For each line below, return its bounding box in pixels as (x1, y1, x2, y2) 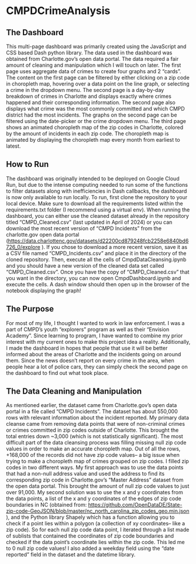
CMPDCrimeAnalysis (6, 4, 111, 18)
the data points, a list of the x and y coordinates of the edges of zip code (6, 495, 181, 502)
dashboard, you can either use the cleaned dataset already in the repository (6, 212, 189, 219)
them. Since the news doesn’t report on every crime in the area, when (6, 357, 174, 364)
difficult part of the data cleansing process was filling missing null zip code (6, 439, 187, 446)
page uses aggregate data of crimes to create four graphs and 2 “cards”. (6, 68, 181, 74)
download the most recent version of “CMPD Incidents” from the (6, 224, 162, 232)
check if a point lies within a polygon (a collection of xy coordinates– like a (6, 520, 185, 527)
